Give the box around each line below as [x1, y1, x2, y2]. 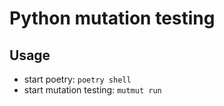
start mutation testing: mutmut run [23, 84, 162, 96]
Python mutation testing [9, 7, 216, 30]
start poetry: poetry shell [23, 73, 132, 85]
